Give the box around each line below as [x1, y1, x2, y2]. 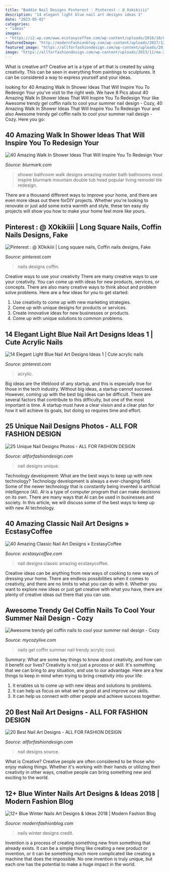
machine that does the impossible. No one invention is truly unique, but [5, 856, 152, 862]
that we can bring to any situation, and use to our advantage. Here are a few [5, 667, 163, 674]
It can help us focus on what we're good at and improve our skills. [12, 688, 149, 694]
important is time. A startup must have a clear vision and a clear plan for [5, 402, 154, 408]
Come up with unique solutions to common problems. [12, 315, 124, 321]
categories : [5, 21, 30, 27]
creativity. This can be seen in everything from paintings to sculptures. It [5, 69, 155, 75]
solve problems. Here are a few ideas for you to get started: [5, 290, 129, 296]
